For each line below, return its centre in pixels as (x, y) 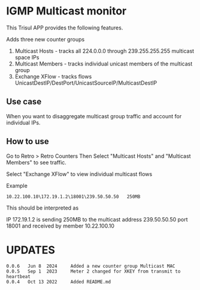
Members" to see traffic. (37, 162)
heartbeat (19, 276)
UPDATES (31, 250)
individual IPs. (23, 122)
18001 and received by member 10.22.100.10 (60, 226)
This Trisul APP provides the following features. (65, 28)
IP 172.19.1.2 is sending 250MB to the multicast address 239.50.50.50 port (97, 219)
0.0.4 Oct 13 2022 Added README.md (59, 282)
